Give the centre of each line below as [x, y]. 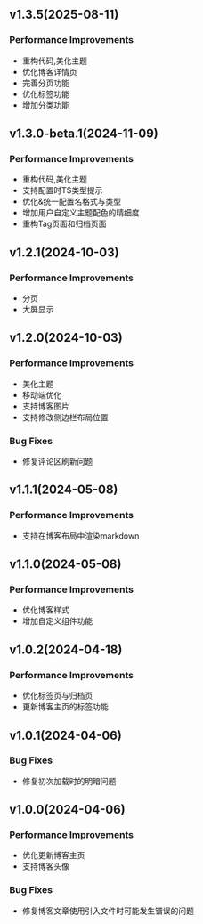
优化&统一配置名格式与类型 [72, 202]
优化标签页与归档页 [57, 696]
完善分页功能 [45, 83]
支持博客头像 [45, 866]
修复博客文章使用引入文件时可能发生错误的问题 [108, 911]
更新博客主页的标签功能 [65, 707]
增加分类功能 [45, 105]
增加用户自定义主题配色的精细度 [81, 213]
